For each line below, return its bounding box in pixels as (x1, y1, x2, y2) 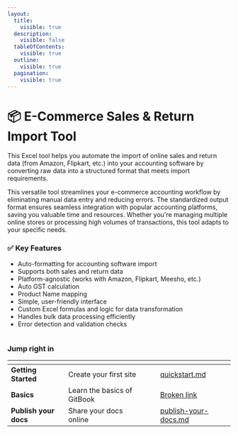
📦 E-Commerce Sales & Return (7, 108, 195, 124)
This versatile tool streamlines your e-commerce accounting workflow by (7, 188, 221, 196)
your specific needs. (7, 226, 67, 234)
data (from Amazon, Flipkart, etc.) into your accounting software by (7, 159, 204, 167)
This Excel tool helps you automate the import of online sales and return (7, 152, 217, 160)
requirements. (7, 174, 48, 183)
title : (13, 17, 33, 24)
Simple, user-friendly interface (17, 297, 108, 306)
